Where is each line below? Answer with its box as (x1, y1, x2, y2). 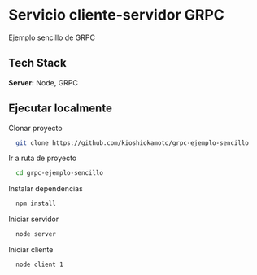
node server (15, 230, 57, 238)
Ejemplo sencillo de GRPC (8, 33, 96, 42)
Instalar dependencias (8, 184, 83, 194)
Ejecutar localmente (8, 102, 112, 116)
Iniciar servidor (8, 214, 59, 225)
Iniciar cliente (8, 245, 54, 255)
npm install (15, 199, 57, 208)
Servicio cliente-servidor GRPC (8, 6, 225, 24)
